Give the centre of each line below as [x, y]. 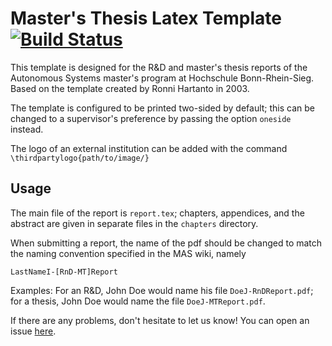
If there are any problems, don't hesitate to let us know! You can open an [160, 320]
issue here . [33, 331]
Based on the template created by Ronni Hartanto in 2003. [130, 88]
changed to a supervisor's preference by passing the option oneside [151, 118]
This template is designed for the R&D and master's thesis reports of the [159, 67]
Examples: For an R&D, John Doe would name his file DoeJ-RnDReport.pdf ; [162, 290]
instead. [27, 129]
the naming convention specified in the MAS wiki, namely [128, 253]
